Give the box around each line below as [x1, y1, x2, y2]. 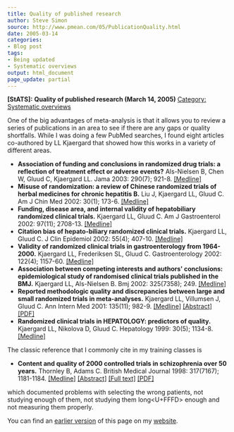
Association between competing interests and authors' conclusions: [17, 265, 223, 273]
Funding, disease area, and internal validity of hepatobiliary [17, 205, 196, 214]
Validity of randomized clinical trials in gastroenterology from [17, 242, 202, 251]
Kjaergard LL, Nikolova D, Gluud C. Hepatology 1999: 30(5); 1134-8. [17, 325, 214, 333]
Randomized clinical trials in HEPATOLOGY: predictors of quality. [17, 317, 211, 326]
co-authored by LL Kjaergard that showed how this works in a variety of [7, 139, 216, 147]
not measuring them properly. [7, 403, 94, 412]
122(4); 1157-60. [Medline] [17, 257, 94, 266]
